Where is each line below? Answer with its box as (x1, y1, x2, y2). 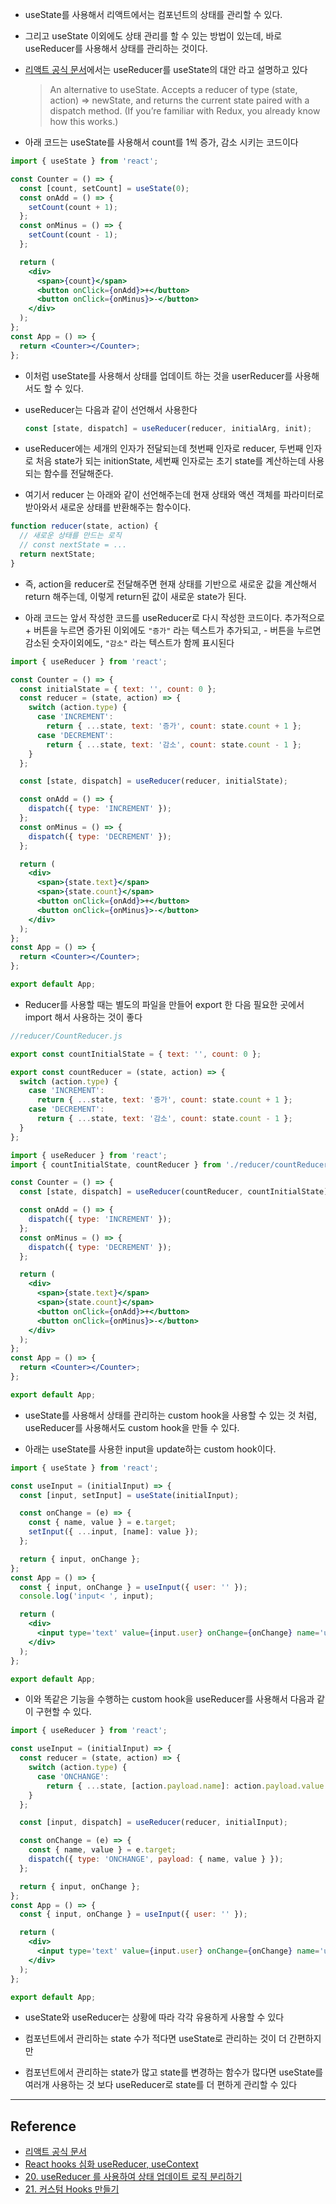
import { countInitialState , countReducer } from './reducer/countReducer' (10, 1159, 333, 1170)
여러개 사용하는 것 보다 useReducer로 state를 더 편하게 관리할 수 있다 (24, 2079, 298, 2091)
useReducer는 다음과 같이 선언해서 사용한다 (24, 403, 198, 415)
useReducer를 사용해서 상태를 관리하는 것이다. (24, 43, 208, 54)
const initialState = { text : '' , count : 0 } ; (19, 684, 217, 694)
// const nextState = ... (19, 540, 128, 550)
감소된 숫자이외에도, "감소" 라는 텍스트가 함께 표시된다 (24, 636, 235, 648)
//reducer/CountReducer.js (10, 1031, 123, 1041)
